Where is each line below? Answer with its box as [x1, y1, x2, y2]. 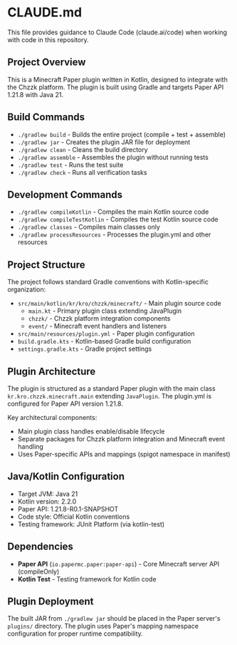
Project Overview [7, 56, 86, 69]
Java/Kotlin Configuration [7, 471, 125, 483]
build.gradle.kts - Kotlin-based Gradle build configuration [17, 337, 191, 346]
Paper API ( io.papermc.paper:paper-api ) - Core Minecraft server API [17, 559, 220, 568]
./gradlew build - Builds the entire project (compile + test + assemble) [17, 130, 226, 139]
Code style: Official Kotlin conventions [17, 512, 130, 521]
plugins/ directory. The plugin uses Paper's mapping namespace [7, 622, 199, 631]
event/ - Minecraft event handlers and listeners [28, 322, 167, 331]
